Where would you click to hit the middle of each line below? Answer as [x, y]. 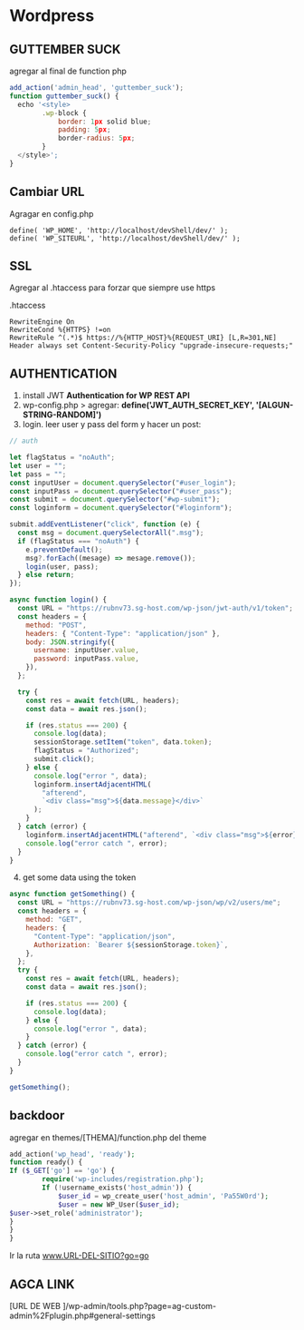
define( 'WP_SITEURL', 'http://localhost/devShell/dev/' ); [125, 238]
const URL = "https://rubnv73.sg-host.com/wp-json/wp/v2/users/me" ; [149, 903]
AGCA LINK [42, 1284]
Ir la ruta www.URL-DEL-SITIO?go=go [79, 1256]
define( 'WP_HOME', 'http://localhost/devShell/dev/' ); [119, 230]
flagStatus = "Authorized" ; [86, 751]
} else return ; [46, 575]
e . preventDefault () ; [64, 550]
